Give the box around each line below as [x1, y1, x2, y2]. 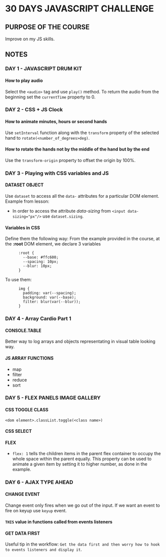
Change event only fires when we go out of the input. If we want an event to [5, 502, 160, 508]
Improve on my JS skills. [5, 36, 55, 42]
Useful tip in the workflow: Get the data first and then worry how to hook [5, 541, 160, 547]
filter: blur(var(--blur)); [23, 299, 81, 305]
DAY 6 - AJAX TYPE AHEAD [5, 479, 73, 486]
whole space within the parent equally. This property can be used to [12, 456, 152, 462]
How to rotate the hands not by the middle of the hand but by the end [5, 146, 150, 152]
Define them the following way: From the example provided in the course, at [5, 236, 160, 241]
